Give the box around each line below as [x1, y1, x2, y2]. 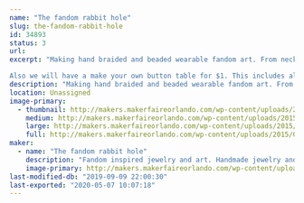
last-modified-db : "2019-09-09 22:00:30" [9, 172, 168, 181]
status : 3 [9, 38, 47, 48]
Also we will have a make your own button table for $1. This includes [9, 71, 285, 81]
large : [25, 122, 51, 131]
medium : [25, 114, 54, 123]
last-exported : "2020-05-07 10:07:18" [9, 180, 156, 189]
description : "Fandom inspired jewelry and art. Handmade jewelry [25, 155, 281, 164]
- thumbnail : [17, 105, 67, 114]
